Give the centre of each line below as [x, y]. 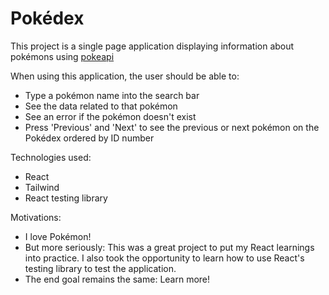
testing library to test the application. [100, 268]
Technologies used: [51, 157]
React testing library [66, 198]
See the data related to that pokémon [101, 106]
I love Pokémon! [58, 236]
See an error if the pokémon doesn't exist [110, 116]
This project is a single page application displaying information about [152, 46]
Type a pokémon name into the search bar [112, 95]
